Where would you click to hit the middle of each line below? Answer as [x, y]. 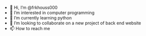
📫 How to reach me [30, 28]
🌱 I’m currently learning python [41, 18]
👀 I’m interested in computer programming [52, 13]
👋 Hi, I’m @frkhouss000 [34, 8]
